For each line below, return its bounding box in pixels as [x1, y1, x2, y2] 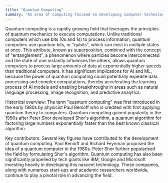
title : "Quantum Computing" [5, 7, 64, 12]
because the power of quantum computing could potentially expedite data [5, 73, 158, 79]
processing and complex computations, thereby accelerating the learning [5, 78, 156, 85]
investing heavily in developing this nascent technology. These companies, [5, 162, 160, 168]
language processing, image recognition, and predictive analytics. [5, 89, 141, 95]
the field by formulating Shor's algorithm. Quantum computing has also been [5, 151, 163, 157]
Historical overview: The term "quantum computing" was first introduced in [5, 99, 160, 105]
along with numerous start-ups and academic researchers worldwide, [5, 167, 149, 173]
